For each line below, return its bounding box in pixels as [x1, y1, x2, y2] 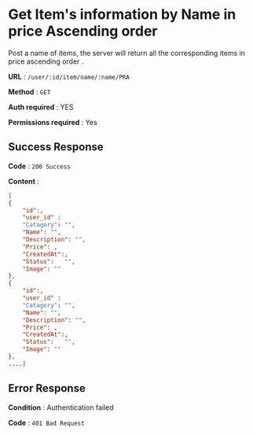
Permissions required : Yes [8, 117, 98, 127]
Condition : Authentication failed [8, 403, 114, 412]
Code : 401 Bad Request [8, 418, 85, 427]
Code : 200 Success [8, 161, 71, 171]
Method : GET [8, 87, 51, 96]
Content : [8, 176, 39, 186]
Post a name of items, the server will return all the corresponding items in [8, 48, 246, 57]
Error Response [8, 382, 86, 395]
